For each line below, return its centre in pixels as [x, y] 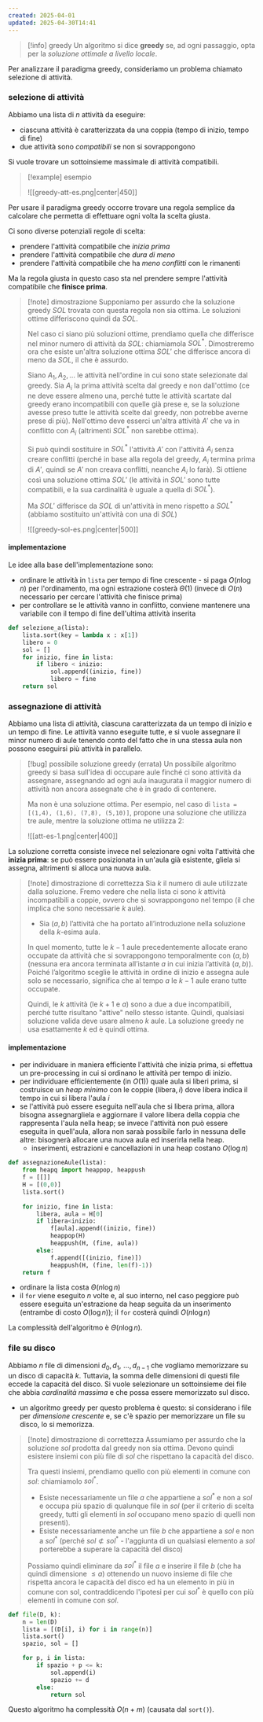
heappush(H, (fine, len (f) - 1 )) [101, 1265]
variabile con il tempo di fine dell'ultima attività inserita [108, 613]
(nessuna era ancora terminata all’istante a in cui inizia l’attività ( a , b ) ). [140, 964]
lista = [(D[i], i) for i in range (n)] [88, 1629]
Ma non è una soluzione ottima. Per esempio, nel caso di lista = [132, 804]
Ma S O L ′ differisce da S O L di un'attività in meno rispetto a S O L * [130, 505]
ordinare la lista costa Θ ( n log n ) [70, 1287]
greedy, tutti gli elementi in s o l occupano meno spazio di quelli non [147, 1514]
